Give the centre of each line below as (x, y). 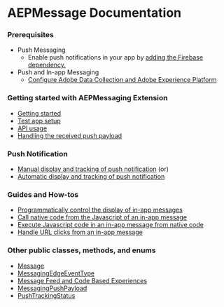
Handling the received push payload (70, 135)
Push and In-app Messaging (58, 72)
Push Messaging (41, 50)
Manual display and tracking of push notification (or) (93, 169)
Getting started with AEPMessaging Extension (87, 98)
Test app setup (39, 121)
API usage (32, 128)
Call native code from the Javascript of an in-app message (102, 217)
